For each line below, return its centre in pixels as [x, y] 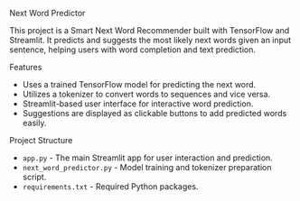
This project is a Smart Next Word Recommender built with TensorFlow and [150, 30]
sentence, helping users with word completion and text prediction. [132, 50]
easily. [34, 123]
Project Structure [41, 140]
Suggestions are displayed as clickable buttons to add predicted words [155, 113]
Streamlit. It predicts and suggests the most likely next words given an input [150, 40]
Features [26, 67]
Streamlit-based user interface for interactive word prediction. [138, 104]
